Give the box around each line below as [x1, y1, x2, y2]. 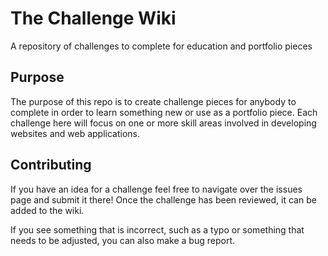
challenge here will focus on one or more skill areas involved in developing [10, 117, 317, 129]
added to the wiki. [10, 204, 85, 216]
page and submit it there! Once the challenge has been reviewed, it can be [10, 193, 317, 206]
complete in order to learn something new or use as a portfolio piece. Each [10, 106, 318, 118]
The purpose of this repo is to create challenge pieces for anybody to [10, 95, 297, 107]
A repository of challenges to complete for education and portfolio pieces [10, 40, 313, 52]
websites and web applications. [10, 127, 141, 139]
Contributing [10, 157, 92, 174]
